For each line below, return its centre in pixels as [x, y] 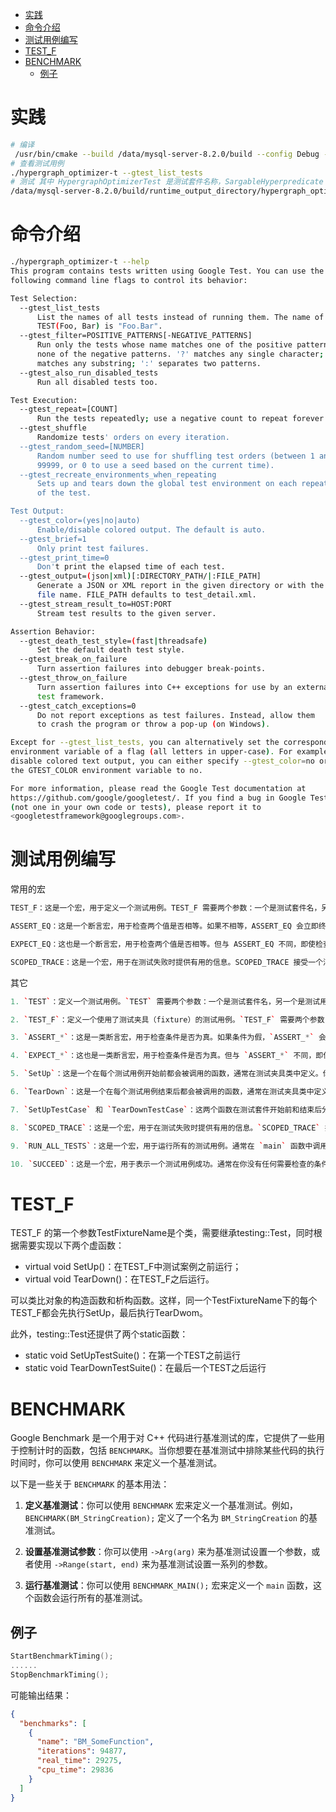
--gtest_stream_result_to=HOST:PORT [95, 604]
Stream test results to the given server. [126, 613]
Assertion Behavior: [53, 631]
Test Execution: [44, 400]
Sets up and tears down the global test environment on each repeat [182, 484]
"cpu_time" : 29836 [75, 1770]
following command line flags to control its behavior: [129, 280]
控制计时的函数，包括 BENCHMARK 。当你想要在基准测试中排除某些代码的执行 [171, 1450]
